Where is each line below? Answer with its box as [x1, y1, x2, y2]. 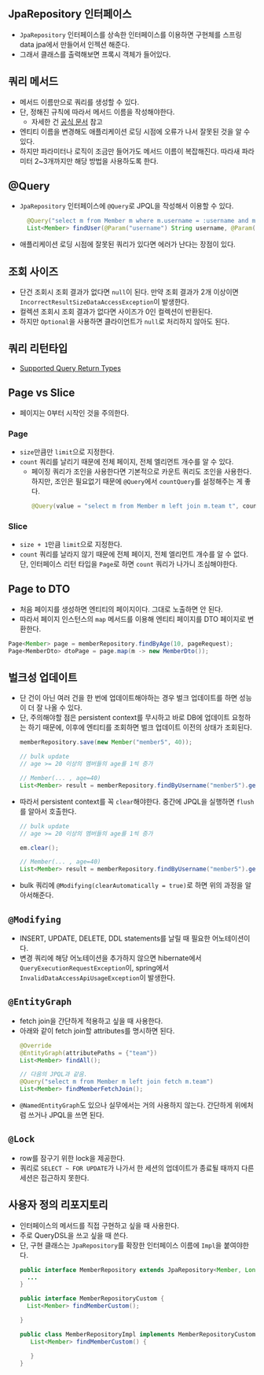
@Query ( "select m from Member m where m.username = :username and [27, 217, 249, 225]
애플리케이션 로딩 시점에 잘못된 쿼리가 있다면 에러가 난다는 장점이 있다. [19, 239, 236, 249]
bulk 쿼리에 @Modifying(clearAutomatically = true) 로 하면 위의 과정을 [19, 881, 244, 890]
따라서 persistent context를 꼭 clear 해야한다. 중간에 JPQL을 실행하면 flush [19, 797, 255, 806]
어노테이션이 [211, 933, 251, 943]
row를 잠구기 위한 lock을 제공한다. [19, 1153, 126, 1162]
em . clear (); [19, 844, 59, 852]
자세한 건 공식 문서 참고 [31, 116, 104, 126]
